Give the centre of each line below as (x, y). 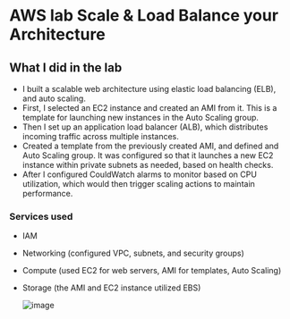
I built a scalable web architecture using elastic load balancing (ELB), (149, 89)
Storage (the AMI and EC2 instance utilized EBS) (111, 288)
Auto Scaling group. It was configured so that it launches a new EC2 (148, 155)
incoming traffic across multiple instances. (100, 136)
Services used (41, 216)
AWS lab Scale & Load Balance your (144, 16)
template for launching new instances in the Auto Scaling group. (141, 118)
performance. (47, 193)
